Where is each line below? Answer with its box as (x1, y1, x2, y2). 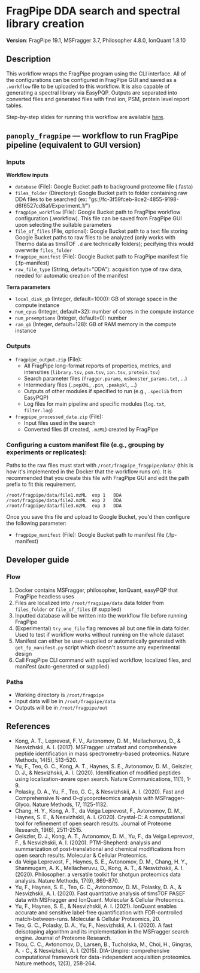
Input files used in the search (23, 419, 96, 426)
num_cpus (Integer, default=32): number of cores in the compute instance (14, 308, 195, 315)
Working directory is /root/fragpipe (14, 691, 104, 698)
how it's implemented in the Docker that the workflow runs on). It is (6, 468, 172, 475)
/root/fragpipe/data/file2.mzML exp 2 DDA (6, 498, 122, 504)
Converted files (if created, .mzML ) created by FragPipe (23, 425, 159, 433)
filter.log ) (23, 406, 53, 413)
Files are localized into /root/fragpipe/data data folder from (14, 599, 164, 606)
